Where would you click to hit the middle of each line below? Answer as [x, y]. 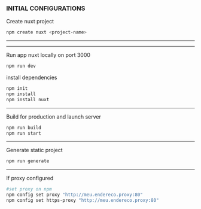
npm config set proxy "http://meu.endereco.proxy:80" [75, 195]
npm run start [24, 133]
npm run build [24, 128]
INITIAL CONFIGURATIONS [46, 8]
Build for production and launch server [54, 116]
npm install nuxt [28, 99]
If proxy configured [30, 178]
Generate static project [34, 150]
